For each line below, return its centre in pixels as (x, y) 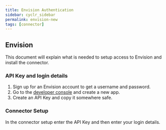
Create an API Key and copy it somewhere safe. (62, 98)
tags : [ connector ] (25, 24)
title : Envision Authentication (39, 10)
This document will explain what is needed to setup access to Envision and (84, 57)
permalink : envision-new (31, 19)
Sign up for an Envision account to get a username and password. (81, 87)
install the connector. (27, 63)
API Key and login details (37, 75)
